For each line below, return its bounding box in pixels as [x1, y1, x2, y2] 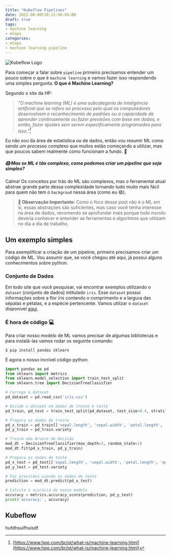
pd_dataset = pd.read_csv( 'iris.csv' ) [5, 394, 88, 400]
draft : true [5, 17, 31, 22]
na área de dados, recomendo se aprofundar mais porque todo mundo [17, 210, 166, 216]
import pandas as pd [5, 366, 49, 372]
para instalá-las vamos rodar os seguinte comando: [5, 337, 113, 344]
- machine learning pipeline [5, 45, 67, 50]
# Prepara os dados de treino [5, 417, 70, 423]
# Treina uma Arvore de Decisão [5, 436, 74, 441]
